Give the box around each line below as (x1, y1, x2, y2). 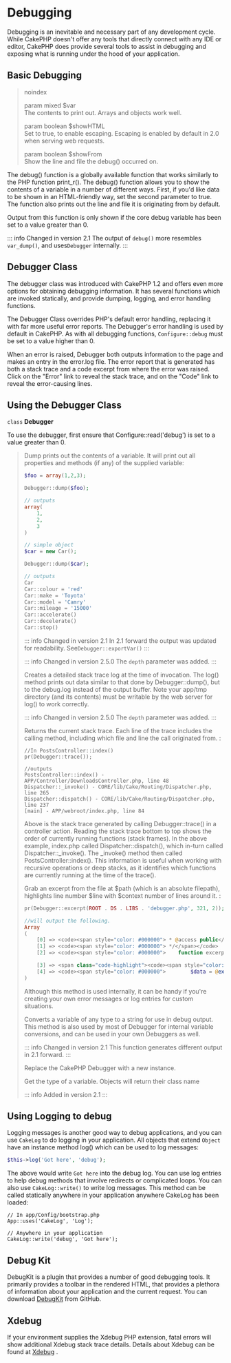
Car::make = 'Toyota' (23, 592, 87, 599)
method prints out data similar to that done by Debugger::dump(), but (23, 677, 220, 686)
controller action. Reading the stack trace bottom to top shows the (23, 827, 212, 835)
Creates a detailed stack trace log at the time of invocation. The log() (23, 670, 219, 679)
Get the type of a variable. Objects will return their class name (23, 1077, 200, 1085)
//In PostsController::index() (23, 747, 114, 754)
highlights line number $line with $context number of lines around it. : (23, 891, 221, 900)
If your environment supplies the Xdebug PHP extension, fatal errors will (7, 1333, 212, 1341)
